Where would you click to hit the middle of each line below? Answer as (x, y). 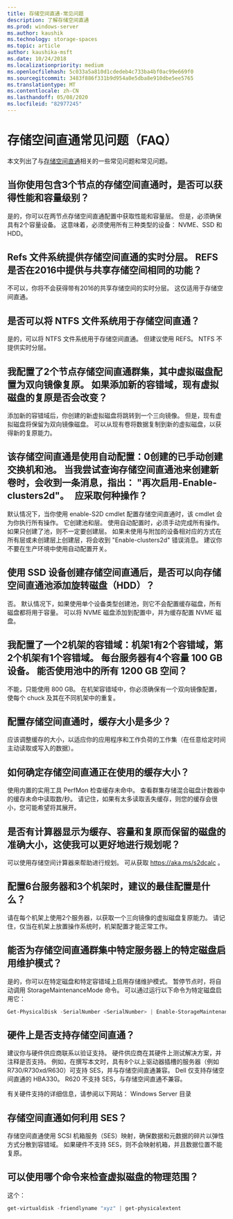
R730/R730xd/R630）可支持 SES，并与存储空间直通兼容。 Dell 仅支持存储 (113, 1071)
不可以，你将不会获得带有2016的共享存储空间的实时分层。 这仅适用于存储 (112, 288)
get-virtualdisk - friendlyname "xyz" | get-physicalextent (94, 1208)
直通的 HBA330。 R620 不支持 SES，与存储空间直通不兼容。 (100, 1079)
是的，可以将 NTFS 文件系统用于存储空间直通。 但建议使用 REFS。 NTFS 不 (115, 339)
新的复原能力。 (34, 433)
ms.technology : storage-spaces (52, 40)
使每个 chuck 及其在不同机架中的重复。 (63, 697)
